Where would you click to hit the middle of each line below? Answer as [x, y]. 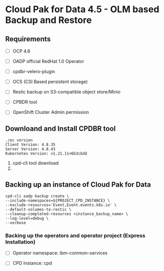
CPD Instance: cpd [32, 263]
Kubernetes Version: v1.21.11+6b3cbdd [46, 154]
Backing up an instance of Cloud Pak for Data [78, 184]
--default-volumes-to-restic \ [38, 209]
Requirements [28, 39]
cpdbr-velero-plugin [34, 72]
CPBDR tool [25, 102]
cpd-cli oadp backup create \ [37, 196]
